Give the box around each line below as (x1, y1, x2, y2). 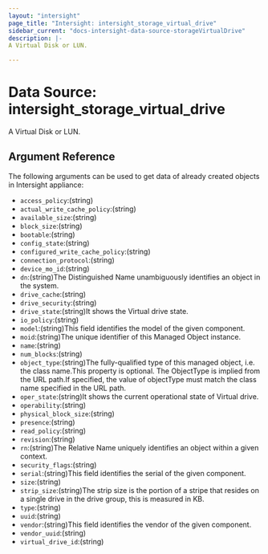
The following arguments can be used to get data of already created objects (8, 171, 260, 181)
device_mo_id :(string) (19, 263, 90, 273)
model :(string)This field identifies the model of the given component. (19, 323, 246, 333)
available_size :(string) (19, 212, 97, 222)
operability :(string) (19, 400, 87, 409)
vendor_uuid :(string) (19, 528, 87, 538)
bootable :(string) (19, 230, 75, 239)
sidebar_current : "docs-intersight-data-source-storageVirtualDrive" (8, 26, 246, 35)
